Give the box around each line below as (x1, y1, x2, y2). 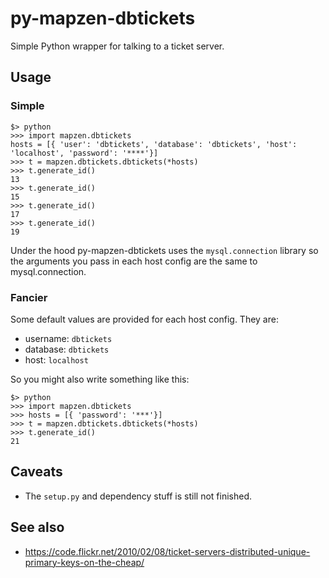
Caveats (10, 463, 63, 481)
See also (10, 519, 65, 536)
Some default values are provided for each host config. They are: (10, 313, 279, 325)
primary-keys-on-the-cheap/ (24, 556, 145, 568)
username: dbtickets (24, 332, 113, 344)
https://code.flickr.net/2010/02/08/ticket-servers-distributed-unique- (24, 545, 311, 557)
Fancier (10, 290, 48, 304)
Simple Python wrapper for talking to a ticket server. (10, 40, 225, 52)
